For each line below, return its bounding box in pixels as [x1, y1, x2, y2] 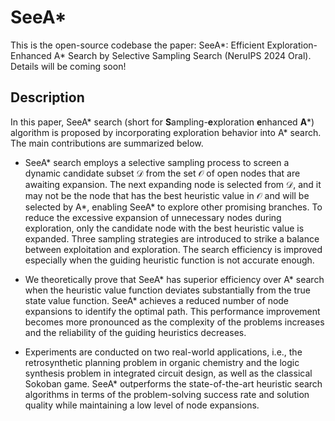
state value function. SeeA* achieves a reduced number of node [24, 294, 290, 306]
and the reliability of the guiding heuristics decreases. [24, 326, 247, 338]
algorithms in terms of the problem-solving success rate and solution [24, 388, 310, 400]
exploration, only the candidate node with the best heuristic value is [24, 222, 305, 234]
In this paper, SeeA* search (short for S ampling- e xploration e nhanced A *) [10, 116, 315, 128]
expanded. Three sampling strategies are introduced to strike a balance [24, 232, 320, 245]
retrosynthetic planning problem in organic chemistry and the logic [24, 356, 300, 368]
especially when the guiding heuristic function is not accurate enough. [24, 254, 315, 266]
